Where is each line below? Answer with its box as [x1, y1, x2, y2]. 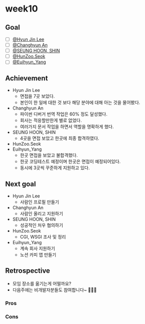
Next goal [5, 179, 36, 188]
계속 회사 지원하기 [20, 245, 55, 251]
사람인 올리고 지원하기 [20, 210, 64, 217]
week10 [5, 3, 38, 15]
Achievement [5, 74, 48, 82]
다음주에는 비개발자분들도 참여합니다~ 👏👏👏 [12, 287, 97, 293]
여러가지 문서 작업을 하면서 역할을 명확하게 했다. [20, 124, 114, 130]
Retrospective [5, 267, 50, 275]
